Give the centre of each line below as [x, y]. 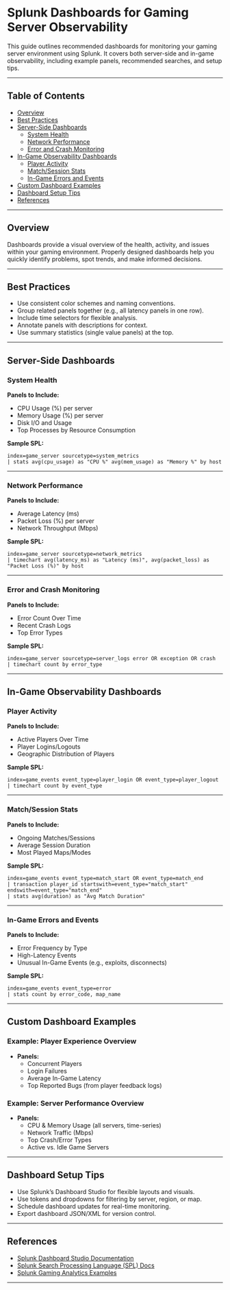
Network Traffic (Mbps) [60, 1132]
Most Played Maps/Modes [54, 852]
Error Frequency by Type [52, 948]
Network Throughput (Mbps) [57, 528]
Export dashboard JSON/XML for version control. [86, 1213]
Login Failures [47, 1071]
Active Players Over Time [53, 740]
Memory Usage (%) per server [60, 415]
